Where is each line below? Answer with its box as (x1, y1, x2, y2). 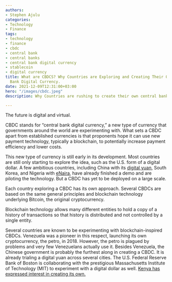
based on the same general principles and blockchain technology (5, 191, 143, 197)
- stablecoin (5, 65, 33, 70)
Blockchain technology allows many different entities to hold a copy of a (5, 206, 157, 213)
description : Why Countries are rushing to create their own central (5, 93, 157, 99)
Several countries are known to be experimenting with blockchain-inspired (5, 227, 162, 234)
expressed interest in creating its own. (5, 271, 86, 277)
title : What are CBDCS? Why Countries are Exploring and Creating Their (5, 74, 164, 80)
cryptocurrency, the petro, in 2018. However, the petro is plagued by (5, 238, 149, 245)
